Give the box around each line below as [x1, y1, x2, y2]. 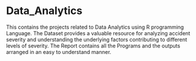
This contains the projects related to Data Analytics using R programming [6, 23, 184, 30]
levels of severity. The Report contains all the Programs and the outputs [6, 42, 181, 49]
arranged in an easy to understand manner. [6, 48, 112, 55]
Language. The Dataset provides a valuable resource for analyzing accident [6, 29, 191, 36]
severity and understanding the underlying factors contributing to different [6, 36, 188, 43]
